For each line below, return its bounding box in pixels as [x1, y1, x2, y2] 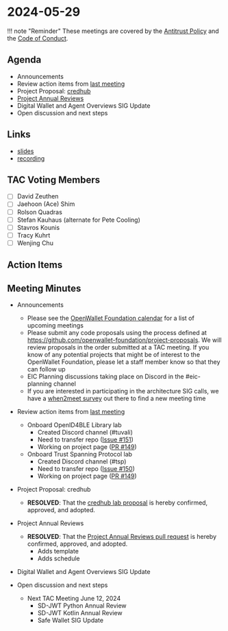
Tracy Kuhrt [16, 231, 51, 239]
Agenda [7, 54, 42, 66]
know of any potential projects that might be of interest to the [27, 351, 201, 359]
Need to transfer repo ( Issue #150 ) [37, 465, 136, 473]
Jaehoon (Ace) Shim [16, 200, 75, 208]
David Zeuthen [16, 192, 59, 200]
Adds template [37, 547, 79, 555]
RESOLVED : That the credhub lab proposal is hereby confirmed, [27, 498, 208, 507]
